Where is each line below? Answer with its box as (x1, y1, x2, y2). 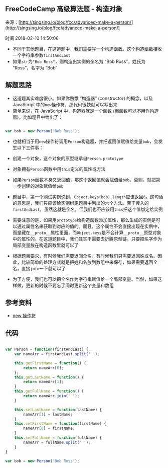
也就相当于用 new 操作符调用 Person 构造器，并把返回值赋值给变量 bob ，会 (12, 138, 158, 144)
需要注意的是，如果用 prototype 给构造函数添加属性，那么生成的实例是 (12, 217, 156, 223)
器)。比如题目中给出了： (12, 114, 63, 120)
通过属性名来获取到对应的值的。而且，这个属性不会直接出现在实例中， (17, 223, 162, 229)
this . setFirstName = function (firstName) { (14, 421, 107, 426)
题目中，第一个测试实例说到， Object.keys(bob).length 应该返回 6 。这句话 (12, 193, 163, 200)
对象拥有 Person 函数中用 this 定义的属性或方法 (12, 166, 106, 172)
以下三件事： (17, 144, 44, 150)
